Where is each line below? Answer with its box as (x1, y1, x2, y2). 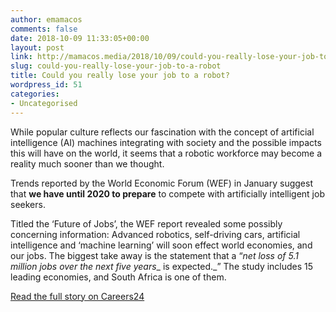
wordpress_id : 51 (10, 80, 83, 90)
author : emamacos (10, 14, 83, 25)
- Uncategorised (10, 98, 78, 108)
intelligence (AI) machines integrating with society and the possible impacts (10, 136, 322, 148)
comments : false (10, 24, 78, 34)
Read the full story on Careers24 (10, 290, 145, 302)
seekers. (10, 198, 46, 210)
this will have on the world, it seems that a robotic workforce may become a (10, 147, 323, 159)
